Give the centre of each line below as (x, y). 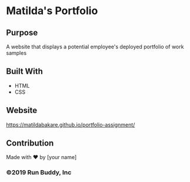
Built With (24, 72)
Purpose (22, 33)
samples (16, 53)
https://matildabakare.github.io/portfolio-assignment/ (71, 124)
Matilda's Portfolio (52, 11)
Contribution (30, 143)
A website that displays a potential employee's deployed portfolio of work (95, 47)
